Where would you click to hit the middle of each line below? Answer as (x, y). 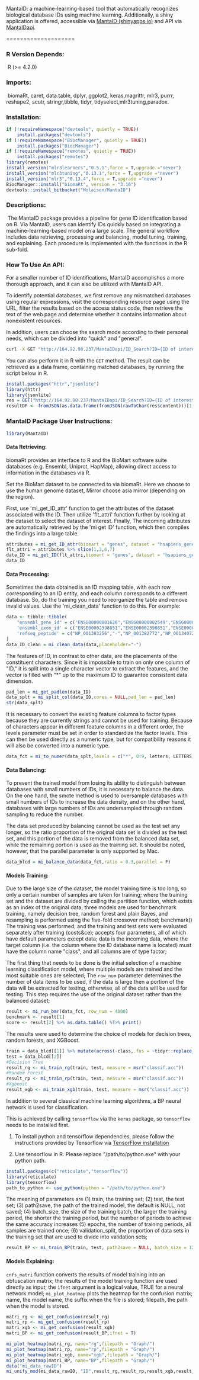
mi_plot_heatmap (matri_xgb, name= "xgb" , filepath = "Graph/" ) (83, 1355)
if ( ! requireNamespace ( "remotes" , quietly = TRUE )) (71, 151)
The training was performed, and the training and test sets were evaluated (97, 926)
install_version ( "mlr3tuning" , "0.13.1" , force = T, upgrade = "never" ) (92, 173)
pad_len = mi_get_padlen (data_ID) (49, 692)
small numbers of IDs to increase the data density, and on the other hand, (96, 802)
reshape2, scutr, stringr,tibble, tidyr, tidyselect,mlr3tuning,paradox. (88, 102)
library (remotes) (28, 162)
